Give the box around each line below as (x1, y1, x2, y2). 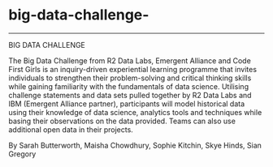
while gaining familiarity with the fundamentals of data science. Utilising (8, 81, 249, 91)
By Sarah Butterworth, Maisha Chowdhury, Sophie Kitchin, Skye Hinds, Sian (8, 140, 262, 150)
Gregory (8, 148, 37, 159)
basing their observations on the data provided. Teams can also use (8, 116, 236, 126)
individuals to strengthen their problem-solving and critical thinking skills (8, 73, 252, 83)
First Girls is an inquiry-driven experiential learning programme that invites (8, 64, 258, 74)
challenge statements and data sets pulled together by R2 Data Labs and (8, 90, 252, 100)
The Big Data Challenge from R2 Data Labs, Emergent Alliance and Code (8, 55, 252, 66)
